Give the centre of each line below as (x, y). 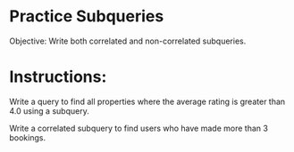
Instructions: (58, 77)
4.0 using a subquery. (49, 111)
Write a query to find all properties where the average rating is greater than (147, 101)
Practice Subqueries (87, 16)
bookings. (28, 137)
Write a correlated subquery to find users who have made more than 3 (139, 128)
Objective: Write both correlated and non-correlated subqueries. (128, 41)
